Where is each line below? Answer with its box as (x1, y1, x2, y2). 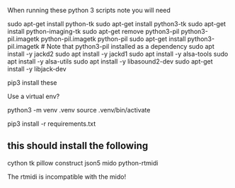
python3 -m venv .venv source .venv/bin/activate (7, 106, 151, 114)
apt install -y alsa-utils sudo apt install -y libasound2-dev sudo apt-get (7, 57, 214, 66)
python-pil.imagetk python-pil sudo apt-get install (40, 35, 186, 43)
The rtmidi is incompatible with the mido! (7, 172, 126, 181)
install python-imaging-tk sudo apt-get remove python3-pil (7, 28, 180, 35)
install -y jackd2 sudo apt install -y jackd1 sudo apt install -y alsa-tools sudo (7, 49, 229, 58)
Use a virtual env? (7, 92, 60, 100)
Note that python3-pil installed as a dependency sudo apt (46, 42, 214, 50)
